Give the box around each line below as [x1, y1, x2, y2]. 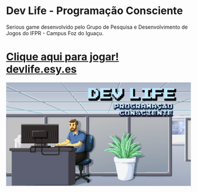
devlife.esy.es [6, 63, 77, 76]
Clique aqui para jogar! [6, 50, 119, 64]
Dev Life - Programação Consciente [6, 4, 184, 18]
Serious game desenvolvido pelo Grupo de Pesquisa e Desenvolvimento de [6, 23, 188, 30]
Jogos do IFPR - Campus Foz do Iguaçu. [6, 29, 104, 36]
